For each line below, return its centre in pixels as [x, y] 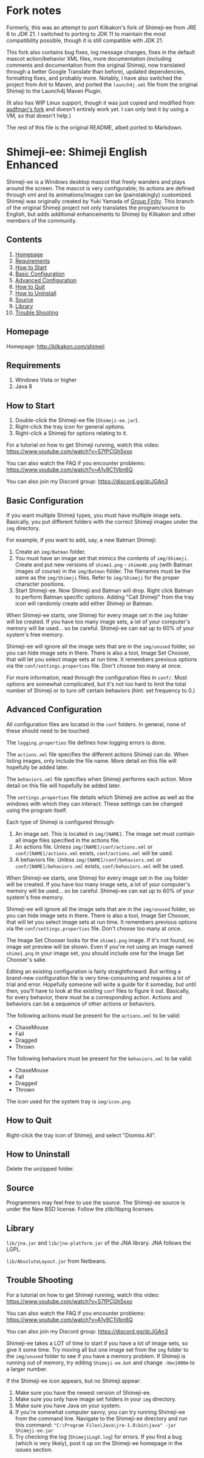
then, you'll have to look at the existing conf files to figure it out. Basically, [98, 991]
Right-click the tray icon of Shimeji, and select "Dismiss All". [81, 1135]
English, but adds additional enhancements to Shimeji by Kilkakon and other [101, 214]
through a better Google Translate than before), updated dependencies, [96, 71]
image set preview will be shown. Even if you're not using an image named [100, 946]
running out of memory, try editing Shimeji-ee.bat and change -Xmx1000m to [101, 1363]
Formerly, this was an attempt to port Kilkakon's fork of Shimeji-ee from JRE [101, 27]
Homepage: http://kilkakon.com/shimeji [56, 346]
